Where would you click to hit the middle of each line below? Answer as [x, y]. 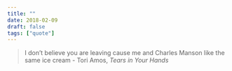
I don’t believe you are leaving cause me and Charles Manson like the [125, 53]
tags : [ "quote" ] [31, 33]
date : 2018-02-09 [33, 20]
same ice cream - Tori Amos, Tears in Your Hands [96, 61]
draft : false [26, 26]
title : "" [22, 14]
